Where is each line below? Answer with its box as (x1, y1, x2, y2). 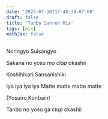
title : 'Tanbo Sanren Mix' (6, 20, 74, 26)
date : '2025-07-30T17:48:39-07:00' (6, 8, 95, 15)
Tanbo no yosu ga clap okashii (6, 106, 82, 113)
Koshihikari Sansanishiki (6, 71, 66, 78)
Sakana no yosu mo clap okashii (6, 59, 86, 67)
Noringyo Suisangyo (6, 47, 57, 55)
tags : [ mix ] (6, 25, 36, 32)
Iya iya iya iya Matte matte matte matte (6, 82, 102, 90)
